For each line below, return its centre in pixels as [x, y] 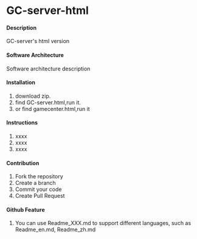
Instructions [22, 123]
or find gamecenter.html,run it [52, 109]
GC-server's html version [38, 41]
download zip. [33, 96]
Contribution [23, 163]
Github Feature [26, 209]
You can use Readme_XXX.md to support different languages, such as [103, 223]
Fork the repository [39, 177]
